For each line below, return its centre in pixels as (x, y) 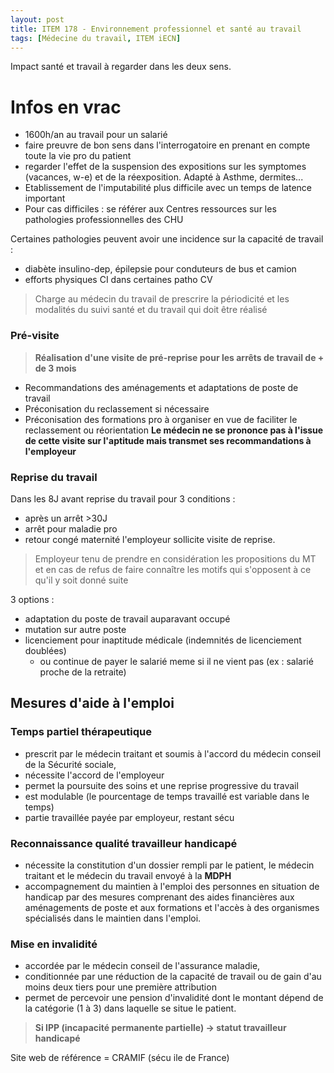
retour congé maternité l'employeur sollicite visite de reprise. (150, 539)
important (45, 198)
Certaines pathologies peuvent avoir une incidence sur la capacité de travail (167, 239)
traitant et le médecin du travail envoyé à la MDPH (128, 875)
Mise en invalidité (54, 944)
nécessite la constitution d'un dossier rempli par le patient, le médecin (169, 865)
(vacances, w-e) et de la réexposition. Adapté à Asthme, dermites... (164, 177)
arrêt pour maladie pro (71, 528)
